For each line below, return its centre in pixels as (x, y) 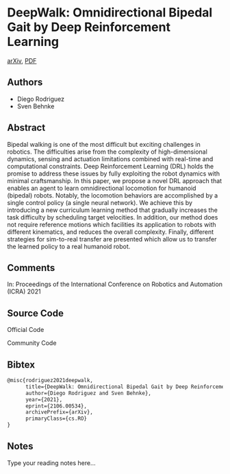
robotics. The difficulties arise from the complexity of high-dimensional (107, 152)
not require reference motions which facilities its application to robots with (112, 224)
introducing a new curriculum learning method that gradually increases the (112, 210)
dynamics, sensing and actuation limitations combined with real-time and (110, 158)
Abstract (26, 128)
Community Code (32, 343)
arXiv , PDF (22, 60)
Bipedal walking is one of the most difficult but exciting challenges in (104, 144)
